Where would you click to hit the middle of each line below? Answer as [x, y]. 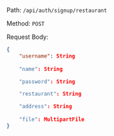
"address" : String [46, 107]
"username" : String [47, 56]
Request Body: [27, 37]
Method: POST [26, 23]
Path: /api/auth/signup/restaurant [57, 10]
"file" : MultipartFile [52, 119]
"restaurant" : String [50, 94]
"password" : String [47, 82]
